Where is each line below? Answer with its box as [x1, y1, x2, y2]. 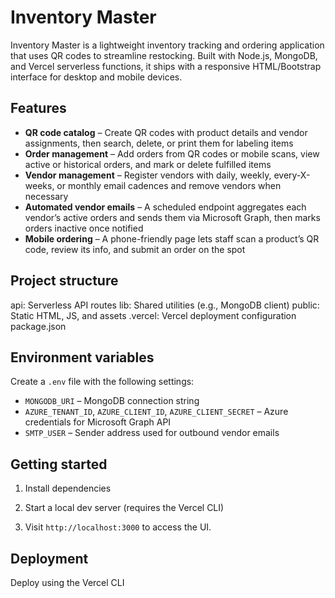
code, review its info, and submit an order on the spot [24, 243, 246, 255]
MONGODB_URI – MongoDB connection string [24, 395, 200, 407]
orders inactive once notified [24, 222, 144, 234]
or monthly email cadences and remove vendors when [56, 179, 282, 191]
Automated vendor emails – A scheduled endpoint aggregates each [24, 201, 307, 213]
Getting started [10, 456, 108, 473]
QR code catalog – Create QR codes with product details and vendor [24, 126, 308, 138]
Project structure [10, 272, 119, 290]
